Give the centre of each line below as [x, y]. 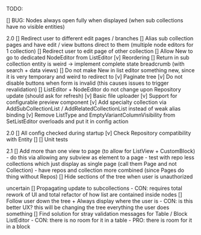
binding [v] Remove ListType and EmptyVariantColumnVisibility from [91, 115]
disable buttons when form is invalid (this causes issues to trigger [88, 83]
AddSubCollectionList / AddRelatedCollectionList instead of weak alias [94, 108]
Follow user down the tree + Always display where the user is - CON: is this [100, 201]
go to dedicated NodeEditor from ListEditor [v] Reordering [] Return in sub [98, 57]
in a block [18, 227]
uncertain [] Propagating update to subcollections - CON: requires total [94, 188]
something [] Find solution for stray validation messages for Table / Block [97, 214]
